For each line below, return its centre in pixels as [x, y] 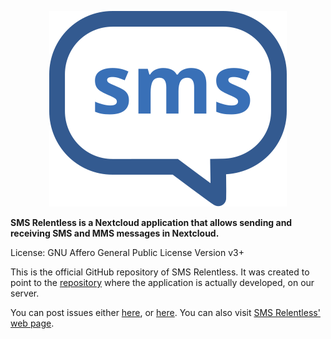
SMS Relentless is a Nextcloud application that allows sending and [151, 222]
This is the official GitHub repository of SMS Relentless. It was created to [160, 272]
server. [25, 293]
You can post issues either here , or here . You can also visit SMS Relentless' [165, 312]
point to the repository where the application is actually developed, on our [162, 282]
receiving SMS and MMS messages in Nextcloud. [115, 233]
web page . [32, 323]
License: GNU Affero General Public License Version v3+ [127, 252]
